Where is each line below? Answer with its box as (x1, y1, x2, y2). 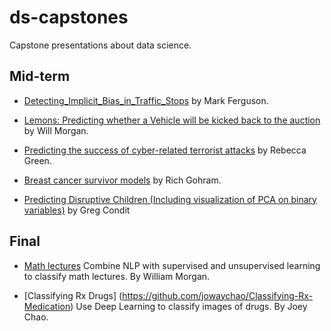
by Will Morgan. (23, 124, 89, 136)
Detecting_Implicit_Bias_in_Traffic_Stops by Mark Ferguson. (23, 94, 269, 106)
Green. (23, 154, 52, 166)
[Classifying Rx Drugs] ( (23, 289, 123, 301)
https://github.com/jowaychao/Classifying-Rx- (122, 289, 314, 301)
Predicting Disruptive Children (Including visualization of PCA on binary (23, 193, 317, 205)
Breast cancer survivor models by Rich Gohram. (23, 174, 222, 186)
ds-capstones (9, 6, 129, 29)
